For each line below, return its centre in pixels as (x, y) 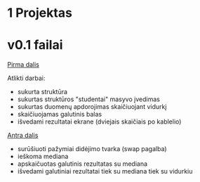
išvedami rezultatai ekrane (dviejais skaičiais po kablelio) (99, 122)
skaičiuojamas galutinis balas (60, 115)
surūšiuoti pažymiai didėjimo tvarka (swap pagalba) (92, 149)
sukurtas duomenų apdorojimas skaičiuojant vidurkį (92, 107)
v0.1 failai (35, 45)
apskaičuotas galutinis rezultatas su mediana (82, 164)
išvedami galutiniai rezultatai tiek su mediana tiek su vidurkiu (105, 171)
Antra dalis (23, 136)
